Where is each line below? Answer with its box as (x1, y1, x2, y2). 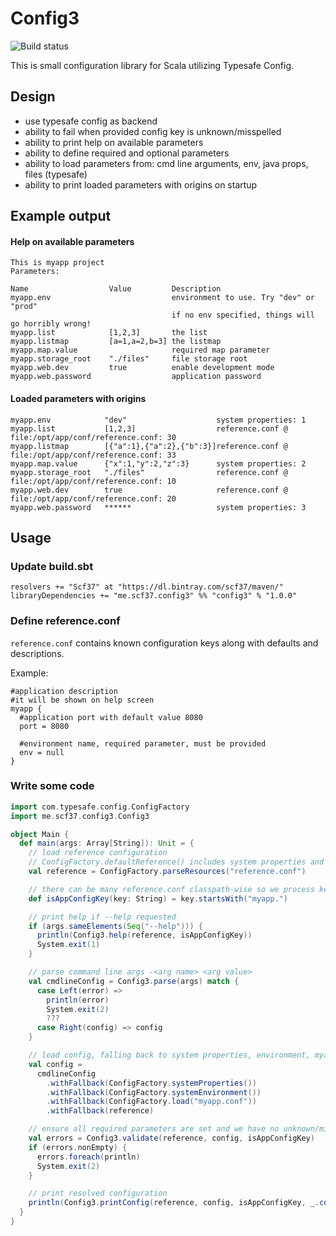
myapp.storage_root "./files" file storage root (10, 354, 248, 364)
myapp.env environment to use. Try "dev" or (10, 293, 315, 303)
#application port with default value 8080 (19, 712, 203, 722)
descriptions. (10, 647, 65, 659)
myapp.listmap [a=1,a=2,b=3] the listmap (10, 337, 222, 347)
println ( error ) (46, 995, 110, 1005)
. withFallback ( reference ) (46, 1106, 155, 1116)
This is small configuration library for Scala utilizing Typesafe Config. (10, 59, 295, 71)
